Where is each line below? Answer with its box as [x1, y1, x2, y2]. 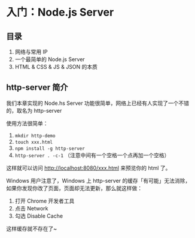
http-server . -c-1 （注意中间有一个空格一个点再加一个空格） [14, 151, 170, 159]
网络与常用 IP [14, 49, 48, 55]
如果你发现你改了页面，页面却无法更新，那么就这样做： [6, 184, 142, 192]
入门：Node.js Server [6, 5, 114, 19]
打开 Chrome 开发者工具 [14, 197, 75, 204]
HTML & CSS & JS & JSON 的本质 [14, 64, 97, 70]
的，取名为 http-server [6, 107, 62, 114]
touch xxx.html [14, 139, 53, 145]
